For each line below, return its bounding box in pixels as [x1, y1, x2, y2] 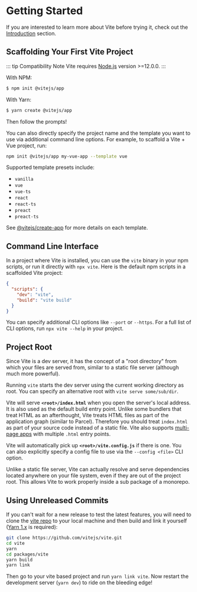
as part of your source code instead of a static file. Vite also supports [6, 424, 174, 431]
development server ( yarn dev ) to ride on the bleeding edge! [6, 579, 153, 586]
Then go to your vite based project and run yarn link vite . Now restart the [6, 573, 189, 580]
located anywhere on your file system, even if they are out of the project [6, 472, 181, 479]
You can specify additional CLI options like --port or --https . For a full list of [6, 319, 192, 326]
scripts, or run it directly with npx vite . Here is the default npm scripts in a [6, 263, 186, 270]
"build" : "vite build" [16, 297, 72, 303]
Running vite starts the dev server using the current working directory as [6, 381, 184, 389]
